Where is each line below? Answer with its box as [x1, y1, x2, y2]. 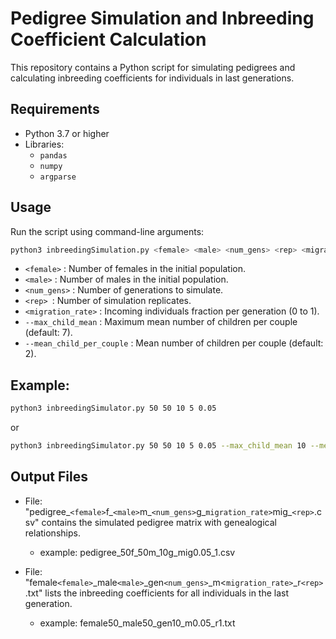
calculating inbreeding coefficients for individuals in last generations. [10, 72, 295, 84]
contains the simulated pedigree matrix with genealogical [41, 516, 277, 528]
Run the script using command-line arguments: [10, 225, 205, 237]
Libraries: [24, 138, 65, 150]
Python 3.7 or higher [24, 127, 110, 139]
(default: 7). [24, 327, 73, 339]
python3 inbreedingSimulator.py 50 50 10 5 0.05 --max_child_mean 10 [10, 441, 307, 451]
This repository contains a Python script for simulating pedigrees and [10, 61, 296, 73]
